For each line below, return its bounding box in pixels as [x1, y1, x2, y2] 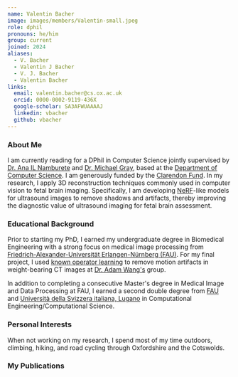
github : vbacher [13, 116, 62, 123]
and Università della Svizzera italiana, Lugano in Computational [7, 294, 192, 303]
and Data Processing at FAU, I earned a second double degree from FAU [7, 287, 219, 295]
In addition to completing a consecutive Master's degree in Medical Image [7, 279, 225, 288]
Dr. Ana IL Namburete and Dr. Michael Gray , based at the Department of [7, 163, 218, 171]
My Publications [7, 361, 65, 371]
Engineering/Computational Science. [7, 302, 115, 310]
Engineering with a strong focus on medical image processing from [7, 243, 204, 251]
